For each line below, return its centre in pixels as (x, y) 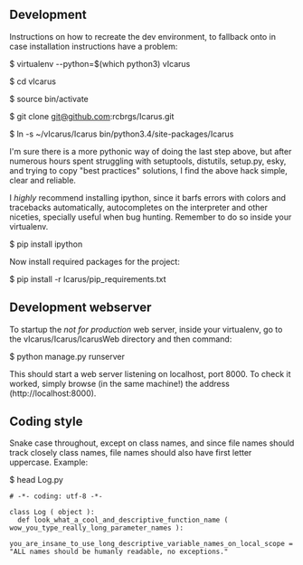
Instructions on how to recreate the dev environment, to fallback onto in (142, 36)
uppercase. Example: (49, 462)
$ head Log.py (36, 480)
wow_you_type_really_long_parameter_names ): (96, 528)
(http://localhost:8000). (53, 393)
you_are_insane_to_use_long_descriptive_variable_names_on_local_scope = (151, 544)
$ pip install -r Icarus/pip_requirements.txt (88, 278)
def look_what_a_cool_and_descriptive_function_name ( (123, 520)
